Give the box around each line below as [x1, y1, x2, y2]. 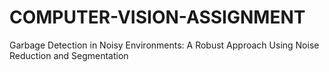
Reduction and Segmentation [9, 49, 129, 61]
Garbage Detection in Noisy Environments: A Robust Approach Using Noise [9, 39, 320, 51]
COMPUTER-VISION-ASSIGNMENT [9, 6, 306, 29]
